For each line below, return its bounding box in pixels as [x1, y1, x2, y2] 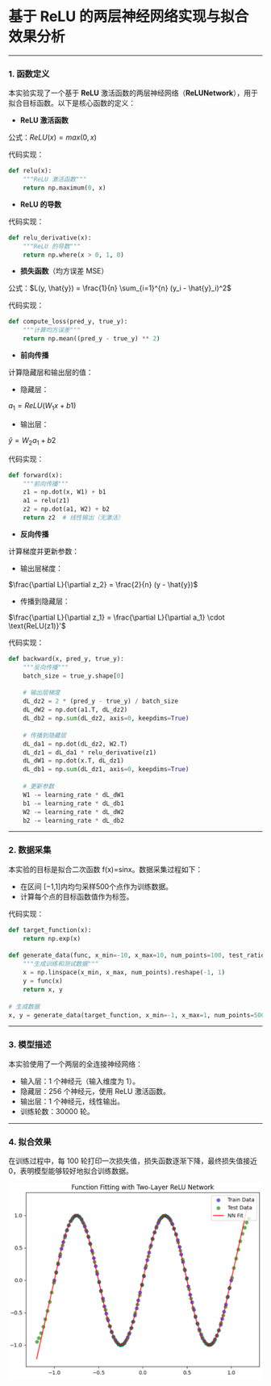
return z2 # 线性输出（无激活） [23, 514, 124, 522]
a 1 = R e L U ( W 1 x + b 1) [8, 401, 77, 412]
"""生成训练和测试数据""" [23, 960, 99, 968]
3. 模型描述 [8, 1039, 52, 1050]
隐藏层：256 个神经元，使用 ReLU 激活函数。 [19, 1086, 171, 1096]
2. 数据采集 [8, 845, 52, 856]
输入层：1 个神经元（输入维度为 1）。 [19, 1076, 140, 1086]
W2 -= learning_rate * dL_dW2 [23, 808, 125, 816]
